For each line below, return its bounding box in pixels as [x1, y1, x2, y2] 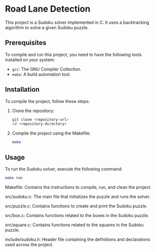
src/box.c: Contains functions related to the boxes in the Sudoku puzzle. [5, 212, 149, 218]
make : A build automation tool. [12, 71, 71, 77]
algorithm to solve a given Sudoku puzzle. [5, 24, 89, 30]
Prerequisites [5, 39, 47, 47]
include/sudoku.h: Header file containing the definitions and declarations [5, 236, 151, 242]
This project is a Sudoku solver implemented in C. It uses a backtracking [5, 19, 149, 25]
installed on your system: [5, 57, 55, 63]
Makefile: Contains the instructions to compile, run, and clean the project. [5, 184, 152, 190]
